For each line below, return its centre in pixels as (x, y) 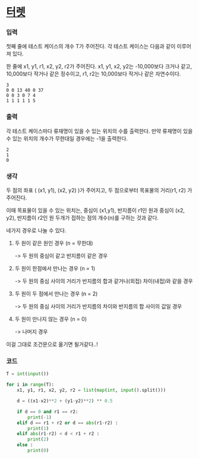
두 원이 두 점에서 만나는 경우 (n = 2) (56, 294)
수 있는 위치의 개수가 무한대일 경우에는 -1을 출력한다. (67, 138)
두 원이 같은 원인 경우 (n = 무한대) (54, 243)
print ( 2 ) (38, 439)
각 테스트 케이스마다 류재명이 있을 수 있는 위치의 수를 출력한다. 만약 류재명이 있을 (99, 131)
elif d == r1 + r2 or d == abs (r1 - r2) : (67, 423)
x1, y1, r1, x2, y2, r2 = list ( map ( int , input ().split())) (91, 391)
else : (25, 445)
